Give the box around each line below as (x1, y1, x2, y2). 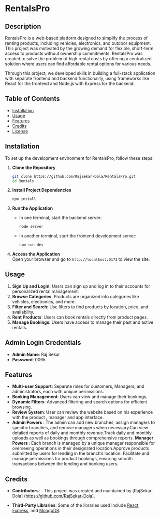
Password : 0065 (12, 356, 46, 362)
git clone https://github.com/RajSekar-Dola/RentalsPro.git (12, 174, 136, 179)
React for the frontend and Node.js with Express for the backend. (5, 81, 135, 86)
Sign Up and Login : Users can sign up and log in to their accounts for (12, 283, 150, 289)
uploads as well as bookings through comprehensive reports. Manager (12, 435, 154, 441)
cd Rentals (12, 178, 34, 184)
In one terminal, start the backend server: (19, 215, 102, 221)
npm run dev (19, 242, 44, 248)
